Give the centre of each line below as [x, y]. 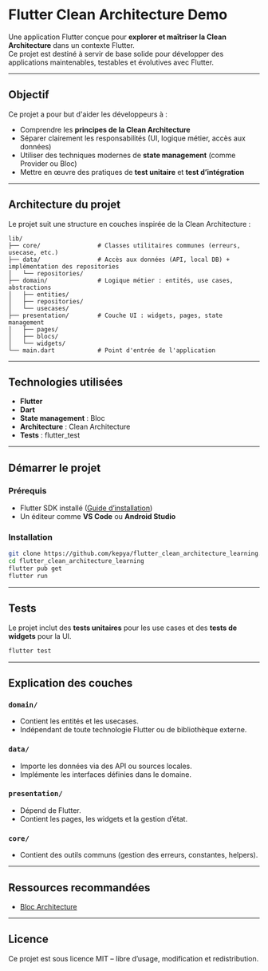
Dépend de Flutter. [50, 810]
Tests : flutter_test [50, 435]
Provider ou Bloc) [48, 163]
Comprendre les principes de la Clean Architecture [105, 129]
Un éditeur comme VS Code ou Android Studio [98, 517]
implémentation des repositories [64, 266]
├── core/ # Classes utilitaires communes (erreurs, [124, 245]
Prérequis [28, 490]
